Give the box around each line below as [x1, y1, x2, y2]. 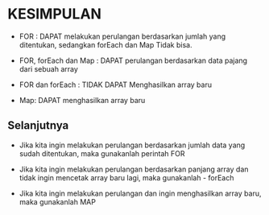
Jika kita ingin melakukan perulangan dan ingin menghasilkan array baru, [19, 188, 262, 198]
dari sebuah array [19, 64, 78, 73]
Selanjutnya [7, 118, 69, 133]
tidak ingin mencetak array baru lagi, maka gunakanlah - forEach [19, 172, 234, 182]
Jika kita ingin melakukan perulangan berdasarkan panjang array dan [19, 164, 249, 174]
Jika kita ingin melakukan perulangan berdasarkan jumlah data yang [19, 140, 246, 150]
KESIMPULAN [7, 5, 102, 23]
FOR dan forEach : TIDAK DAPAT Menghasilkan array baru [19, 80, 213, 89]
